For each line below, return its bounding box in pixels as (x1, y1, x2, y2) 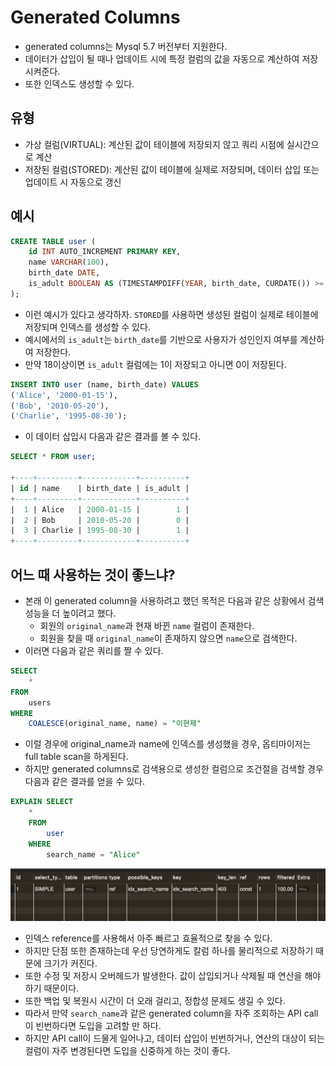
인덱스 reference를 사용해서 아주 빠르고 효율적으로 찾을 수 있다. (24, 932, 273, 944)
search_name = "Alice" (46, 849, 141, 860)
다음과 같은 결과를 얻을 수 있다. (24, 776, 145, 788)
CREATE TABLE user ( (10, 236, 97, 246)
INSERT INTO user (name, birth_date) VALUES (10, 379, 199, 390)
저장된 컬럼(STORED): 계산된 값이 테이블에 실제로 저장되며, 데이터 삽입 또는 (24, 163, 320, 175)
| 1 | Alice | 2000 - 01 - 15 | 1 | (10, 504, 190, 515)
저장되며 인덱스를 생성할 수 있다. (24, 321, 151, 333)
